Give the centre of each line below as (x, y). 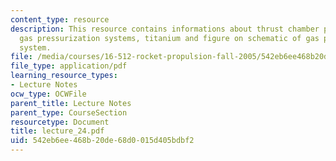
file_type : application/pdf (69, 66)
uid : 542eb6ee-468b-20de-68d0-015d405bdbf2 (102, 141)
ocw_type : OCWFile (48, 94)
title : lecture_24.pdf (57, 131)
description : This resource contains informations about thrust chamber (165, 29)
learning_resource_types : (64, 76)
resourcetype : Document (60, 122)
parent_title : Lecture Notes (71, 103)
